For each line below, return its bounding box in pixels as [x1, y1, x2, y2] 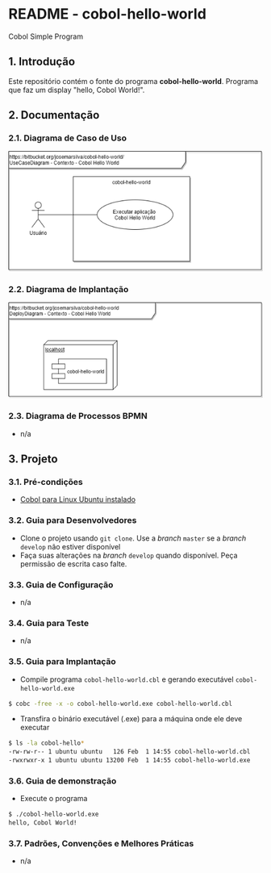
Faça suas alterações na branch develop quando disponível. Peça [19, 550, 238, 560]
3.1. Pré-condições [8, 477, 83, 487]
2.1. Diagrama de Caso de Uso [8, 132, 127, 144]
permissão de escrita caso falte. [19, 558, 127, 569]
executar [19, 723, 50, 733]
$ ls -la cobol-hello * [8, 739, 85, 747]
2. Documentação [8, 108, 100, 122]
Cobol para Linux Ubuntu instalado [19, 495, 135, 504]
